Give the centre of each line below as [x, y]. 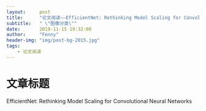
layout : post [29, 12]
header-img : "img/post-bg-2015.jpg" [53, 40]
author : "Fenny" [33, 35]
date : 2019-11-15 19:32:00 [49, 29]
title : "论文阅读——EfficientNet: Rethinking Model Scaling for [94, 18]
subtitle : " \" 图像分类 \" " [42, 23]
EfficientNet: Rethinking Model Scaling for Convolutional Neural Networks [99, 101]
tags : [13, 46]
